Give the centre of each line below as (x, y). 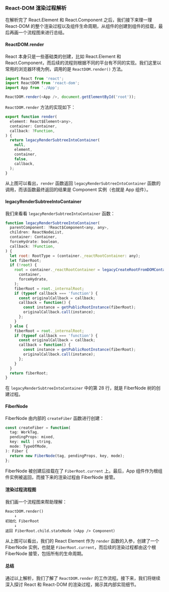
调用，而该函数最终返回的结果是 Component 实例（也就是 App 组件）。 (78, 190)
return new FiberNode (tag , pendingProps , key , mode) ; (67, 456)
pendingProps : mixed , (32, 437)
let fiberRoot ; (26, 260)
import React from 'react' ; (35, 78)
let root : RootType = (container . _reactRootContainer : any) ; (75, 256)
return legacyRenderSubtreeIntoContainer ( (55, 140)
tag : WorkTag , (24, 433)
